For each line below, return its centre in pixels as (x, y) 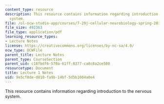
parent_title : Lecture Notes (35, 55)
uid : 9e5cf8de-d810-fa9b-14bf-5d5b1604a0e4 (50, 77)
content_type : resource (29, 9)
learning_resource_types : (31, 37)
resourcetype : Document (29, 69)
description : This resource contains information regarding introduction (82, 14)
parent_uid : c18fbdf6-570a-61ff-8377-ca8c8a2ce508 (58, 64)
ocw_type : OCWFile (24, 50)
